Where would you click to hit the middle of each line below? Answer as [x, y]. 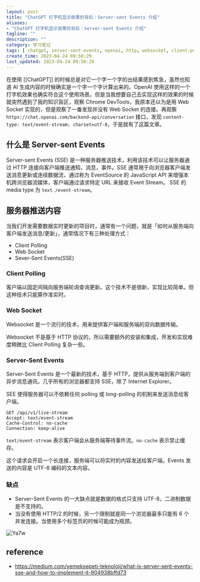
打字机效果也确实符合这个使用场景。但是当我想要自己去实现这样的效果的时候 [100, 94]
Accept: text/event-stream [40, 418]
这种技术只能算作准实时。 [37, 295]
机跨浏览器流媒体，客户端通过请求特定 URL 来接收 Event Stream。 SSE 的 [96, 182]
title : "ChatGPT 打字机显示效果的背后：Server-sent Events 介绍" [83, 17]
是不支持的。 [30, 506]
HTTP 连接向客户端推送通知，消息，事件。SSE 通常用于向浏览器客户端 [99, 168]
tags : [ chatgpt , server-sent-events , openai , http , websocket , [87, 51]
